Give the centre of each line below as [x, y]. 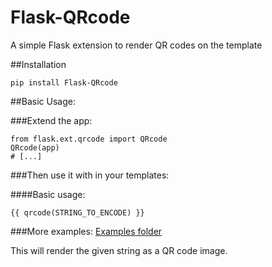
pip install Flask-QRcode [64, 82]
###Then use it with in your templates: [90, 175]
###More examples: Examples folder [86, 231]
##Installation [38, 64]
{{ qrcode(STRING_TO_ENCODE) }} [77, 212]
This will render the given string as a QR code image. [119, 250]
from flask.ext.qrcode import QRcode [89, 139]
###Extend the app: [51, 120]
